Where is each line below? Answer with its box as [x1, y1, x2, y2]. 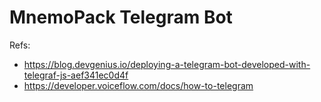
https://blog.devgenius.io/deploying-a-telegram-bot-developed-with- [23, 58, 311, 70]
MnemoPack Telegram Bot [9, 6, 233, 29]
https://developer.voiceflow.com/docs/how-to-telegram [23, 79, 254, 91]
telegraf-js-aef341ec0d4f [23, 69, 129, 81]
